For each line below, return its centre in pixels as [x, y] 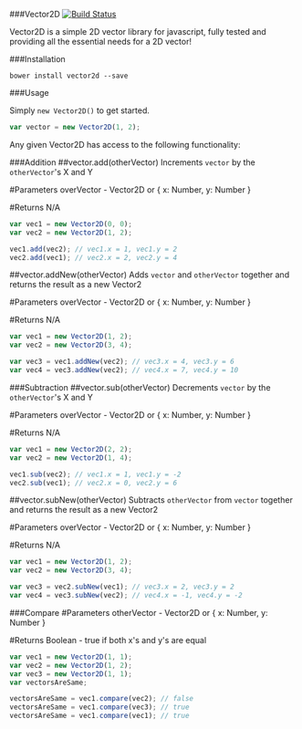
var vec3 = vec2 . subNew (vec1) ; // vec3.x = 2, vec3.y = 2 [122, 587]
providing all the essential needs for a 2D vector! [100, 42]
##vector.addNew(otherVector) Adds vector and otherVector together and [150, 275]
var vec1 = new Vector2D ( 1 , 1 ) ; [71, 657]
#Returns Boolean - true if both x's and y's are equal [108, 640]
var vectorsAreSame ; [49, 682]
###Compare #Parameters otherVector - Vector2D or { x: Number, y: [139, 612]
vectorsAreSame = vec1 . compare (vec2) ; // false [102, 699]
